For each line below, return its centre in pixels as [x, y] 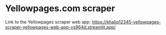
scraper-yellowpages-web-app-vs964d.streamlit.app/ [60, 27]
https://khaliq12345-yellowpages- [126, 22]
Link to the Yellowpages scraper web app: [48, 22]
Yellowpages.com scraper [60, 9]
